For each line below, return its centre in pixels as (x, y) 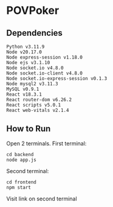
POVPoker (33, 11)
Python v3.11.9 (26, 47)
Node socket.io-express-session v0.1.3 (57, 79)
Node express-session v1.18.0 (45, 57)
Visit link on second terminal (42, 199)
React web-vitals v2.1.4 (38, 110)
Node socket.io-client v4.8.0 (45, 73)
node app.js (21, 160)
